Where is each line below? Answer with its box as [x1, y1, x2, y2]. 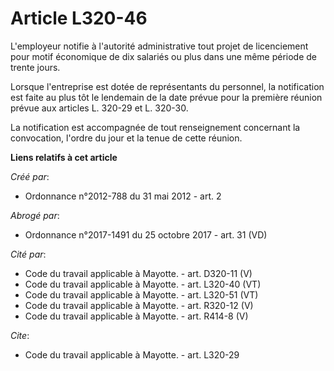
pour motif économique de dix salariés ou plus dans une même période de [10, 50, 318, 62]
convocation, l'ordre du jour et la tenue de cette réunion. [10, 132, 243, 144]
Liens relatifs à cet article [10, 151, 118, 163]
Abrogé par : [10, 209, 60, 221]
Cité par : [10, 248, 47, 260]
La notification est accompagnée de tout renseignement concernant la [10, 121, 301, 133]
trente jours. [10, 61, 61, 73]
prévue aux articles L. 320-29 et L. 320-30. [10, 102, 189, 114]
